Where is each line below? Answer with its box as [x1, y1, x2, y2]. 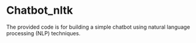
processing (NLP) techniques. [6, 29, 80, 36]
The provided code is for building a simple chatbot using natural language [6, 23, 191, 30]
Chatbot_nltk [6, 4, 74, 17]
